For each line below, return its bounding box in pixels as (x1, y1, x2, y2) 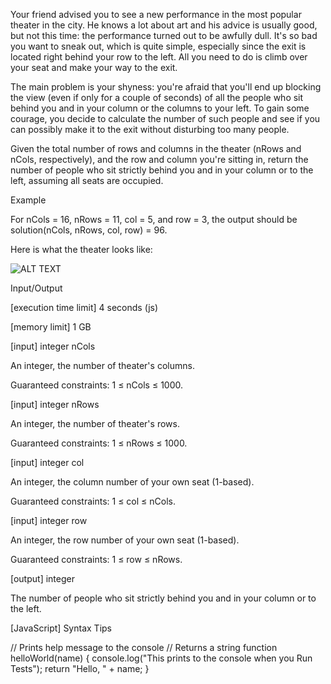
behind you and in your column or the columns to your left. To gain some (10, 102, 310, 114)
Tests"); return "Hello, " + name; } (10, 663, 150, 674)
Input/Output (10, 282, 63, 294)
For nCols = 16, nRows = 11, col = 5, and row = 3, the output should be (10, 214, 298, 225)
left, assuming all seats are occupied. (10, 175, 164, 186)
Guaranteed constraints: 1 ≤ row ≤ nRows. (10, 554, 183, 565)
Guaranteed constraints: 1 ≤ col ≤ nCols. (10, 495, 176, 507)
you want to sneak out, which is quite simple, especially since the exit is (10, 40, 307, 52)
